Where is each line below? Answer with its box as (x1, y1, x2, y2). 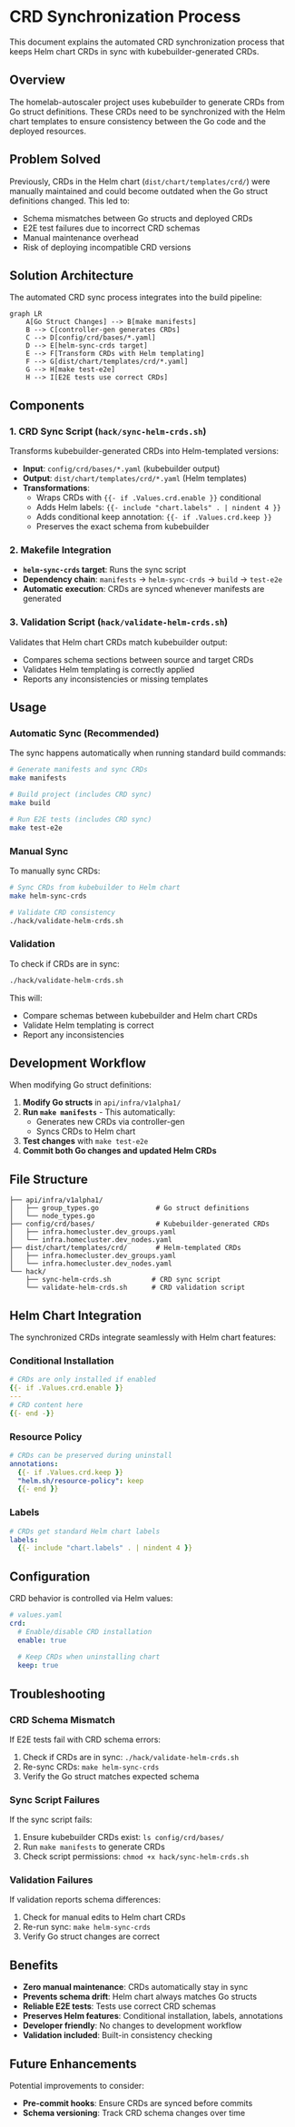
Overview (9, 73, 66, 88)
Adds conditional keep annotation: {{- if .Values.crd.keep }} (35, 511, 272, 523)
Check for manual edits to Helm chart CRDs (22, 1912, 186, 1923)
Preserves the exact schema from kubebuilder (35, 521, 210, 532)
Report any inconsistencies (22, 1029, 124, 1040)
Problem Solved (9, 152, 102, 167)
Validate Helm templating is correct (22, 1019, 154, 1030)
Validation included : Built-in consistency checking (22, 2030, 213, 2041)
